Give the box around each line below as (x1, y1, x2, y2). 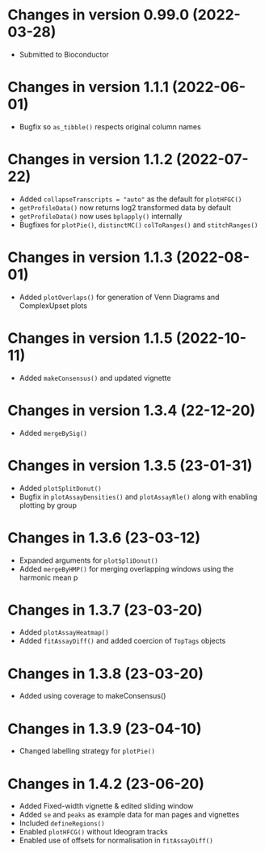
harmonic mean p (19, 572, 78, 582)
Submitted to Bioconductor (19, 49, 110, 59)
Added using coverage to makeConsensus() (19, 691, 166, 701)
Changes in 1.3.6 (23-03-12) (7, 528, 201, 547)
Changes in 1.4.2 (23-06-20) (7, 775, 205, 793)
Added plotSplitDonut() (19, 483, 102, 492)
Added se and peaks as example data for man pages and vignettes (19, 810, 240, 820)
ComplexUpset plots (19, 301, 88, 310)
